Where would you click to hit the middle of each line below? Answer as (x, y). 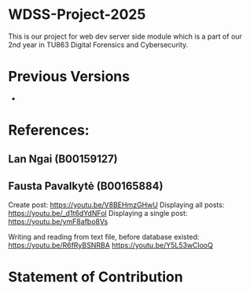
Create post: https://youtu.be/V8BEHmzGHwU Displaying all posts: (116, 205)
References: (49, 130)
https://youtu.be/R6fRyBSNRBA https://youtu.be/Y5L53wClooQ (111, 245)
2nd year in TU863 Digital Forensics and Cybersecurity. (98, 44)
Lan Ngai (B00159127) (63, 159)
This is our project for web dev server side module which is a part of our (125, 36)
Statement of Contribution (96, 277)
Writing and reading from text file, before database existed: (104, 237)
